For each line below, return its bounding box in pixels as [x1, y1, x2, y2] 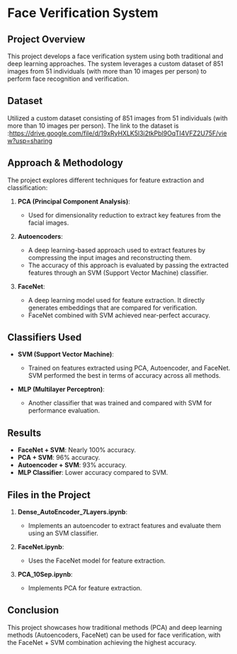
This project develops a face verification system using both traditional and [7, 52, 224, 60]
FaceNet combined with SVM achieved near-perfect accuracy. [28, 310, 211, 320]
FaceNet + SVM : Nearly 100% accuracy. [17, 446, 137, 454]
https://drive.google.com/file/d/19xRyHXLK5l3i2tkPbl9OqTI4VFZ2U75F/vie [9, 129, 228, 137]
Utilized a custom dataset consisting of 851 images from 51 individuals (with [7, 113, 229, 122]
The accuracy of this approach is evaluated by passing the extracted [28, 261, 229, 269]
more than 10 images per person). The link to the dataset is [7, 121, 179, 130]
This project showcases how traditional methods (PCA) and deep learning [7, 623, 223, 631]
